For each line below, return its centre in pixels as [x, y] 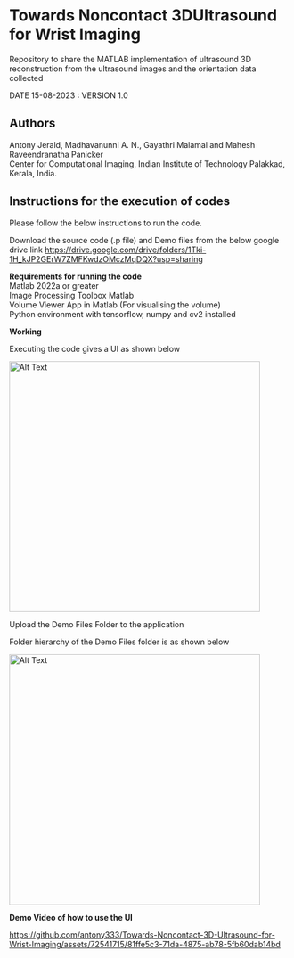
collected [26, 78]
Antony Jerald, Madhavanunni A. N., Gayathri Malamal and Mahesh [132, 144]
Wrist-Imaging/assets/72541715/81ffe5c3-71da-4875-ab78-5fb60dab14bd [145, 944]
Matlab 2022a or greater [54, 285]
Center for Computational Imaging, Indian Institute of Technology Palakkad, [147, 164]
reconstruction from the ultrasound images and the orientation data [133, 69]
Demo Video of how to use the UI [71, 917]
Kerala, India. [33, 173]
